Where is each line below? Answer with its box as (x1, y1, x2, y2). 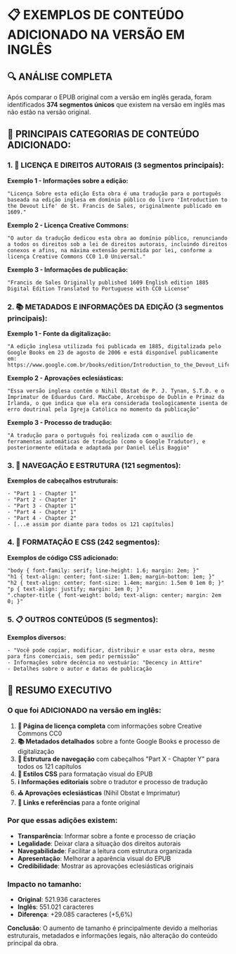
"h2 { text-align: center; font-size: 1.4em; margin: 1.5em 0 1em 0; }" (7, 579, 225, 586)
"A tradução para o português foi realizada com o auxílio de (7, 432, 193, 439)
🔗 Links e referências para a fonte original (17, 798, 140, 807)
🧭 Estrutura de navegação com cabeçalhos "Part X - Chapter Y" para (17, 755, 220, 763)
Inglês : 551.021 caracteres (17, 903, 94, 911)
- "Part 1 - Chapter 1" (7, 490, 77, 497)
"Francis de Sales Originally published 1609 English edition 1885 (7, 279, 209, 286)
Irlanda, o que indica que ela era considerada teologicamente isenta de (7, 399, 228, 407)
